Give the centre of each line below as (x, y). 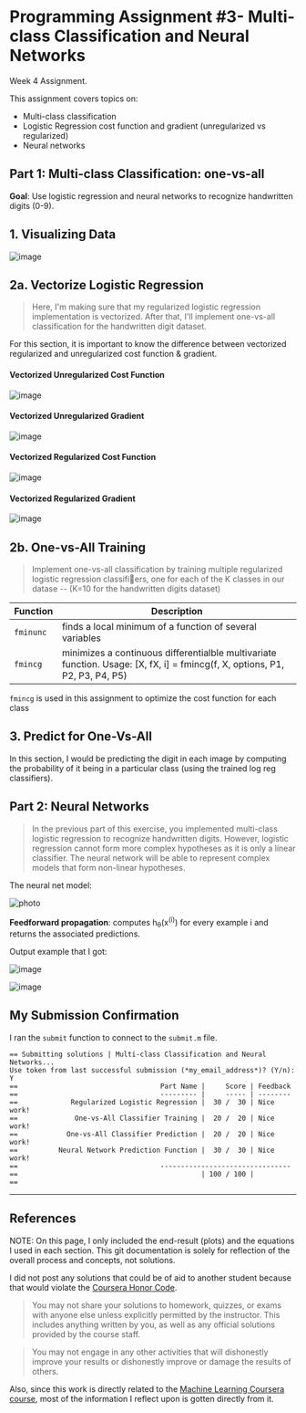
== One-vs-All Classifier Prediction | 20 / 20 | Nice (142, 1134)
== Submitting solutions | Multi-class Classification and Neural (138, 1054)
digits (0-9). (32, 205)
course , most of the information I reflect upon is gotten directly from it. (142, 1398)
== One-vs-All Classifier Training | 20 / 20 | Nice (142, 1118)
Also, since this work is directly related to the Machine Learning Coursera (147, 1388)
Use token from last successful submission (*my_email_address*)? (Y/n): (153, 1070)
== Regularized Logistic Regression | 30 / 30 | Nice (142, 1102)
